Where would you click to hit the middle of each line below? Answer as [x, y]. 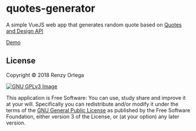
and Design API [25, 31]
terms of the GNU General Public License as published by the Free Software [98, 110]
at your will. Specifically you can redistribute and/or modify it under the [92, 104]
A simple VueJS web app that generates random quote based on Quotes [94, 25]
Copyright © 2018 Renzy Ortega [45, 75]
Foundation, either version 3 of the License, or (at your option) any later [93, 116]
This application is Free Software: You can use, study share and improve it [96, 98]
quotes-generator [51, 9]
